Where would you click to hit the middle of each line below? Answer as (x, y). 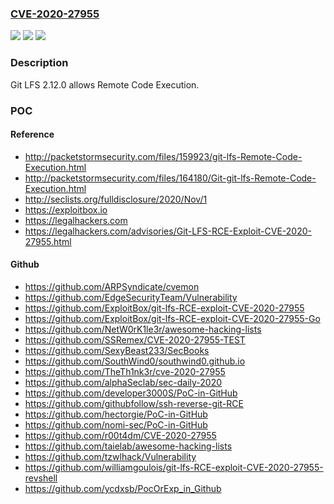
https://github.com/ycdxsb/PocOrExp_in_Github (123, 488)
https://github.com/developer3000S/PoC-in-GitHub (131, 393)
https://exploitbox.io (66, 209)
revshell (41, 478)
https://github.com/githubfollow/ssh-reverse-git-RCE (134, 403)
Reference (32, 134)
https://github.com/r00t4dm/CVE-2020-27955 (120, 435)
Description (39, 63)
